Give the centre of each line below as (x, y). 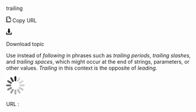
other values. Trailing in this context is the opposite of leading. (82, 68)
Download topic (25, 44)
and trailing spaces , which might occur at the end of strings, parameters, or (98, 62)
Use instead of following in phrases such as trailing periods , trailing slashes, (99, 55)
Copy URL (24, 21)
